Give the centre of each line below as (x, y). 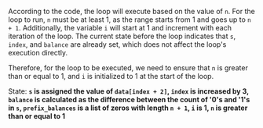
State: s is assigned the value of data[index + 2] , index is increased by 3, (129, 91)
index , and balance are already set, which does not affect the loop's (117, 44)
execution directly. (38, 53)
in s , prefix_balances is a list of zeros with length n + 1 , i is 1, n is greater (128, 108)
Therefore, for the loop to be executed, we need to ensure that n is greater (128, 68)
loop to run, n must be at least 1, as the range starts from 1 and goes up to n (130, 20)
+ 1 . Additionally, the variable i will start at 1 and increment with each (120, 28)
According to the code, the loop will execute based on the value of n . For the (131, 11)
